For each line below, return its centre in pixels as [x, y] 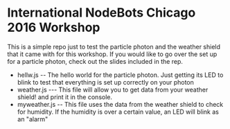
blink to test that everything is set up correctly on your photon [105, 82]
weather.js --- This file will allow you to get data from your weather [113, 89]
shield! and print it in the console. [65, 97]
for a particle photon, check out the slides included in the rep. [95, 61]
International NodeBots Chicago [101, 13]
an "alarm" [33, 119]
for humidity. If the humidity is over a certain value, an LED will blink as [118, 112]
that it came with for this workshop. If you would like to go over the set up [112, 54]
